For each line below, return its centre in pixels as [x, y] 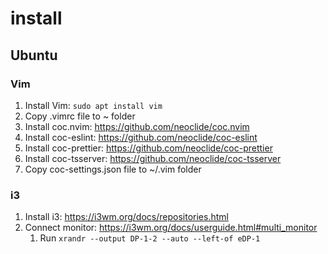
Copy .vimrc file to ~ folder [80, 116]
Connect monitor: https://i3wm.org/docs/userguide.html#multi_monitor [171, 228]
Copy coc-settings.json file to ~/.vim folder [113, 169]
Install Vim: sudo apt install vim [93, 105]
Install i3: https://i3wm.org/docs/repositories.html [126, 217]
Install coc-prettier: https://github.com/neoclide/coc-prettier [148, 148]
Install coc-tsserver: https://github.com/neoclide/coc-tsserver [153, 158]
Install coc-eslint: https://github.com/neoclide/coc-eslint [141, 137]
